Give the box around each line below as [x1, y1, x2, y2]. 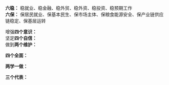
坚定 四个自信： [5, 35, 37, 41]
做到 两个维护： [5, 41, 37, 48]
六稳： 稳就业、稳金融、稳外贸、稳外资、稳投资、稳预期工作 [5, 5, 132, 11]
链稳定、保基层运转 [5, 18, 46, 24]
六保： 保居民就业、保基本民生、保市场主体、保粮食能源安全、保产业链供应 [5, 11, 164, 17]
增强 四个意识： [5, 29, 37, 35]
